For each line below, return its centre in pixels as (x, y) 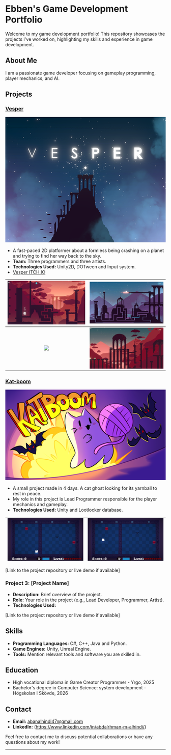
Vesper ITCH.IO (29, 272)
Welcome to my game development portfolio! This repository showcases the (85, 34)
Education (22, 670)
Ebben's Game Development (67, 9)
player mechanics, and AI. (33, 78)
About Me (21, 61)
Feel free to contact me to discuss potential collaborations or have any (79, 737)
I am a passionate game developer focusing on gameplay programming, (81, 73)
